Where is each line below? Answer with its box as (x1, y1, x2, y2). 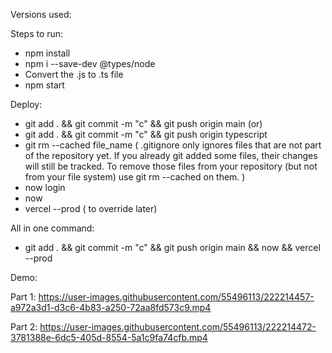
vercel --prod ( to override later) (24, 203, 158, 214)
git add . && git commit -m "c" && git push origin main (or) (24, 118, 263, 129)
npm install (24, 47, 71, 59)
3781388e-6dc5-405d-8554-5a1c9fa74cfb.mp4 (10, 332, 208, 343)
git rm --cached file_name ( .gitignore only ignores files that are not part (24, 139, 322, 151)
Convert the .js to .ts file (24, 69, 124, 80)
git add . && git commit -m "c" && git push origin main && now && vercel (24, 242, 321, 253)
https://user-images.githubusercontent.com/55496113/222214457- (38, 291, 315, 303)
